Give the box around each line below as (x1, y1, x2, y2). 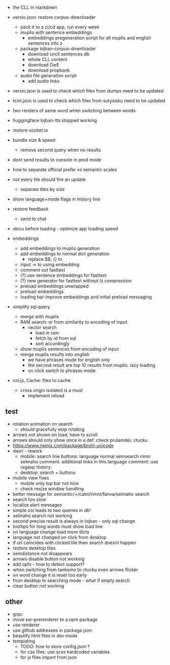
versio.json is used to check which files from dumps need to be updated (12, 88, 164, 93)
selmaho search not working (12, 513, 73, 519)
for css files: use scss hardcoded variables (20, 649, 110, 655)
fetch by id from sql (35, 335, 76, 341)
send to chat (20, 216, 47, 221)
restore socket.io (12, 127, 48, 133)
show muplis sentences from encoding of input (20, 346, 119, 352)
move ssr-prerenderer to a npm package (12, 616, 98, 622)
